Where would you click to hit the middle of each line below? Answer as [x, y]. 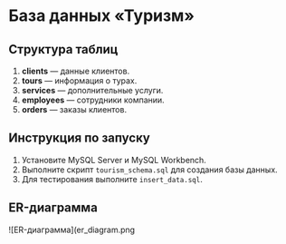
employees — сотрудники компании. [93, 100]
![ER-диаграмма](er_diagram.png [72, 229]
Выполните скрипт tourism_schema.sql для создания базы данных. [149, 170]
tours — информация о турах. [79, 81]
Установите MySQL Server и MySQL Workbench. [114, 160]
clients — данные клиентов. [76, 71]
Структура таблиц [63, 49]
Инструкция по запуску [79, 138]
